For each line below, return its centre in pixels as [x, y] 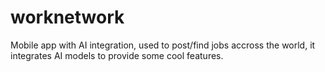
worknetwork [67, 17]
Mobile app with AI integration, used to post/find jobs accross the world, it [163, 45]
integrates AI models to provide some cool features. [117, 55]
